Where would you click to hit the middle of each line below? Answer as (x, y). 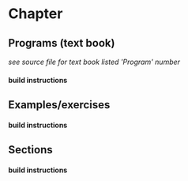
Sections (30, 150)
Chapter (36, 14)
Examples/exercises (59, 105)
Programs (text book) (62, 43)
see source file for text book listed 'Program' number (94, 62)
